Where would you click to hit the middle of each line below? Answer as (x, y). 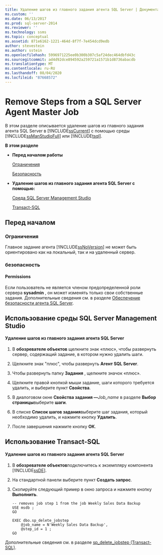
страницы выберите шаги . (39, 402)
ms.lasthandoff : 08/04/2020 (33, 73)
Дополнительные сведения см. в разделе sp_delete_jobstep (67, 542)
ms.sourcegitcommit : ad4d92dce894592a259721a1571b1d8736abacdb (70, 59)
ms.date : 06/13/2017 (26, 19)
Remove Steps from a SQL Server (73, 102)
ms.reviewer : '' (21, 28)
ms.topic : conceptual (27, 37)
